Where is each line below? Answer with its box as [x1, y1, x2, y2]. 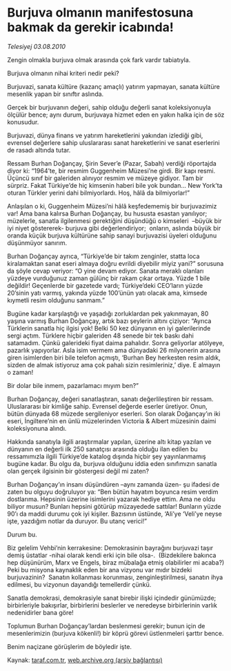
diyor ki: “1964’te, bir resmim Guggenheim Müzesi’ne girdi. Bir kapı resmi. [7, 166, 216, 175]
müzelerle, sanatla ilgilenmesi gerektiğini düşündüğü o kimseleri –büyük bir [7, 216, 222, 225]
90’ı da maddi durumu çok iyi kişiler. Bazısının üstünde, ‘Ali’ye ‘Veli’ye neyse [7, 509, 222, 518]
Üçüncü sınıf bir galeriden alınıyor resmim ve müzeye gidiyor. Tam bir [7, 174, 203, 182]
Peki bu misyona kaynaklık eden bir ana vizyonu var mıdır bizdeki [7, 565, 192, 574]
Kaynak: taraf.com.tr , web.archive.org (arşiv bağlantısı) [7, 656, 163, 664]
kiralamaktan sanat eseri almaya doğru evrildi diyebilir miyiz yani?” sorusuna [7, 259, 224, 267]
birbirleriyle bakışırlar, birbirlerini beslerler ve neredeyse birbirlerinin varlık [7, 601, 217, 609]
